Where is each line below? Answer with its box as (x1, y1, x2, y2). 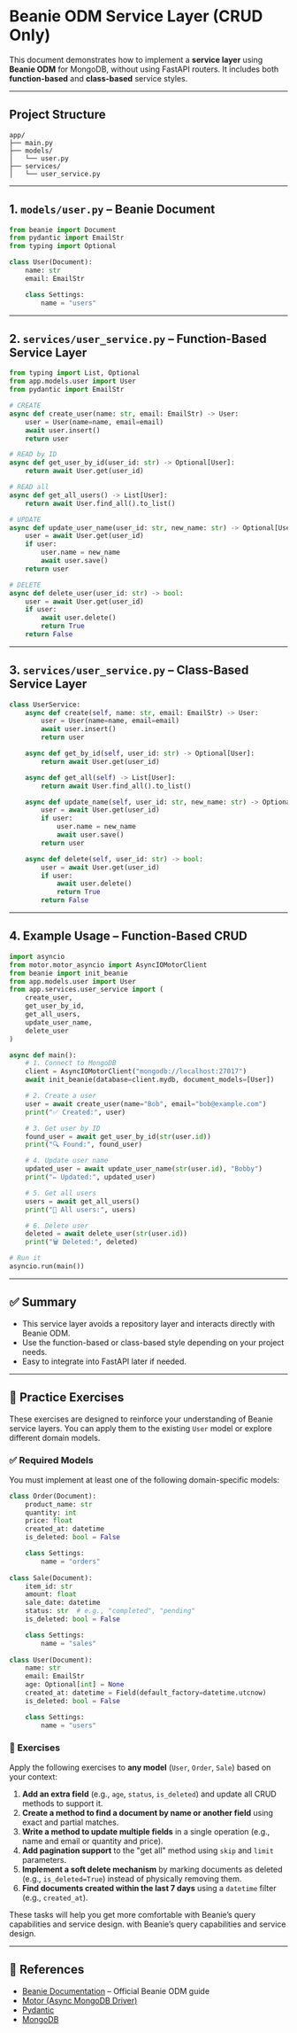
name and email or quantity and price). (21, 1835, 164, 1846)
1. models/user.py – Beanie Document (9, 202, 216, 217)
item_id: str (25, 1582, 73, 1591)
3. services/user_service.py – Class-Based (9, 663, 249, 678)
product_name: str (25, 1499, 93, 1508)
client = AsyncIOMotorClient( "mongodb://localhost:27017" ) (25, 1067, 247, 1076)
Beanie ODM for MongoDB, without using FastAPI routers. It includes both (9, 64, 279, 74)
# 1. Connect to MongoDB (25, 1059, 117, 1068)
